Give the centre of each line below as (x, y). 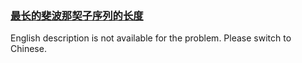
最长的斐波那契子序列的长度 (77, 15)
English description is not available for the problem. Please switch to (151, 38)
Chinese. (28, 49)
